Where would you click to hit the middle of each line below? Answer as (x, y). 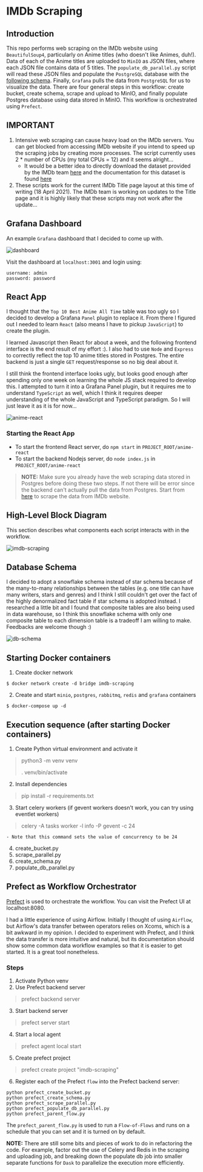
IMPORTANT (30, 125)
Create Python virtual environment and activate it (76, 749)
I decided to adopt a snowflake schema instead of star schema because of (99, 582)
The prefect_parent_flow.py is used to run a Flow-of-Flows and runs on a (98, 1125)
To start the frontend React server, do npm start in (78, 447)
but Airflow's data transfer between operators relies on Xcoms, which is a (98, 926)
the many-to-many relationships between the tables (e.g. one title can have (100, 588)
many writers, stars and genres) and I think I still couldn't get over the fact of (102, 595)
